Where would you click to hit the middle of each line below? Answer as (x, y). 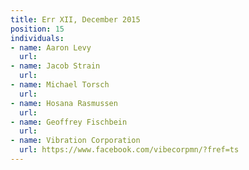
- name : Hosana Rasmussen (64, 103)
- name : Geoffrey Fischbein (69, 122)
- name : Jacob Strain (55, 66)
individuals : (37, 38)
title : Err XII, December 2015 (75, 19)
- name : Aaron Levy (51, 47)
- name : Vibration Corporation (75, 141)
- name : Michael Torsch (60, 85)
